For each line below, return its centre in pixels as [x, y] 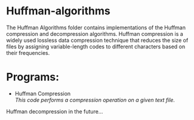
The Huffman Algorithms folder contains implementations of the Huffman [96, 27]
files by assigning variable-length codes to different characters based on [96, 47]
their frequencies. [28, 53]
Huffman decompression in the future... [55, 111]
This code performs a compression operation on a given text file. [95, 100]
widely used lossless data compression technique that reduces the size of [97, 40]
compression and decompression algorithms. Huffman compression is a [95, 33]
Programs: [33, 77]
